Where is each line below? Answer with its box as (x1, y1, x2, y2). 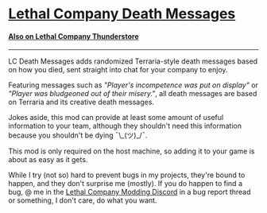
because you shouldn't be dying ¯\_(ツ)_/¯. (8, 130, 148, 140)
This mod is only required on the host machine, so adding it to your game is (8, 146, 256, 156)
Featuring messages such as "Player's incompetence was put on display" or (8, 80, 258, 90)
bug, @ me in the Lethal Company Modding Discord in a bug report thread (8, 188, 252, 197)
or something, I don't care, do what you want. (8, 196, 157, 205)
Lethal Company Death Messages (8, 5, 236, 23)
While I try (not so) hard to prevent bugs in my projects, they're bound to (8, 170, 246, 180)
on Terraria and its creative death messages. (8, 97, 155, 107)
